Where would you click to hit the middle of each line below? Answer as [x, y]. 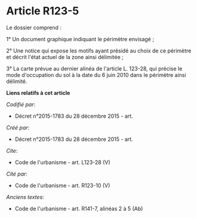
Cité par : [17, 174]
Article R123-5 [43, 11]
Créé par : [18, 127]
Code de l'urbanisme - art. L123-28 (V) [62, 162]
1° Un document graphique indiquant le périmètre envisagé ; [80, 39]
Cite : [12, 151]
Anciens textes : [25, 197]
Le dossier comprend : [34, 27]
